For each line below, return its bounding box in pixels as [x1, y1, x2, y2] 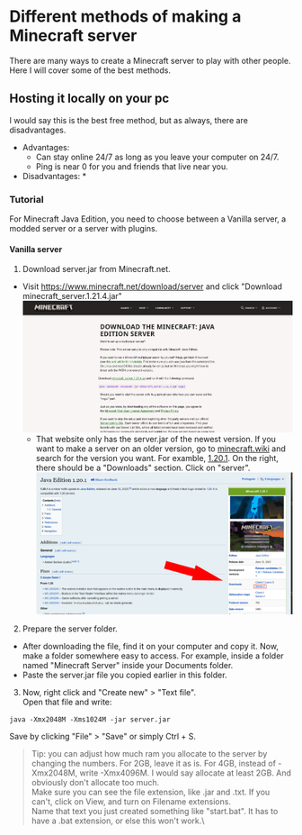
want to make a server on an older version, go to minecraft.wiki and [35, 443, 286, 454]
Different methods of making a [9, 6, 242, 27]
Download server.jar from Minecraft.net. [22, 264, 171, 275]
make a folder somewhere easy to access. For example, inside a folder [22, 650, 285, 661]
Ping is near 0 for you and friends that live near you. [35, 160, 229, 172]
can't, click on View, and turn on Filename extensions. [31, 796, 232, 807]
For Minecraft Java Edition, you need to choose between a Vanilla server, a [9, 213, 287, 224]
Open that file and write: [22, 696, 112, 708]
